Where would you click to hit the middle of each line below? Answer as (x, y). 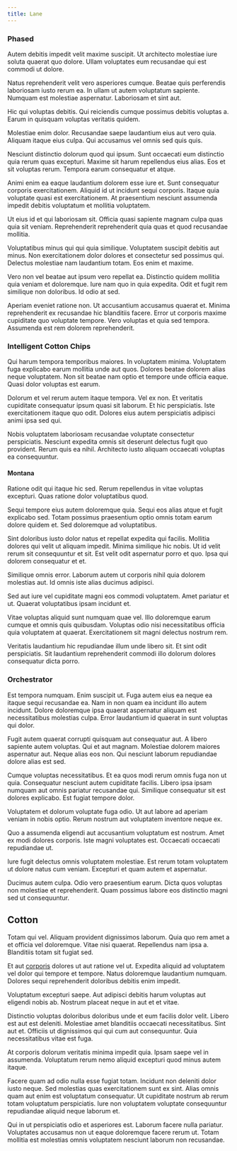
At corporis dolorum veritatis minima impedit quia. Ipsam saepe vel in (108, 1052)
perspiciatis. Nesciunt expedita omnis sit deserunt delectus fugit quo (108, 442)
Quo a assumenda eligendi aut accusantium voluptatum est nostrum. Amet (116, 832)
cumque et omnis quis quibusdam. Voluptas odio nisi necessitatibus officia (116, 625)
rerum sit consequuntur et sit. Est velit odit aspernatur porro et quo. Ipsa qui (118, 554)
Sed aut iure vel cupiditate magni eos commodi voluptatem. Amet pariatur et (118, 596)
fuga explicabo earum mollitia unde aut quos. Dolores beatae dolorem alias (116, 370)
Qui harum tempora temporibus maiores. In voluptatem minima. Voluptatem (117, 362)
